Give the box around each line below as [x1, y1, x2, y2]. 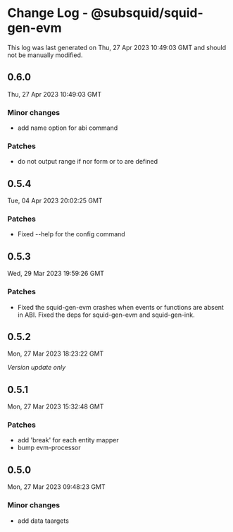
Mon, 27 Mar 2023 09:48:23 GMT [7, 483, 106, 491]
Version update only [7, 363, 66, 372]
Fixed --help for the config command [17, 230, 125, 238]
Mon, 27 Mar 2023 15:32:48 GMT [7, 402, 104, 411]
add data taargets [17, 516, 69, 525]
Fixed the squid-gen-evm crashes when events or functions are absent [17, 303, 224, 311]
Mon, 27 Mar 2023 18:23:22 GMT [7, 349, 104, 358]
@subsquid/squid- [90, 5, 204, 21]
